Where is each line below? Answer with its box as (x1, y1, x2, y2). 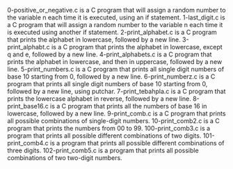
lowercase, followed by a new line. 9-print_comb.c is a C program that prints (7, 109, 226, 118)
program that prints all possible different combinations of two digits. (7, 131, 202, 140)
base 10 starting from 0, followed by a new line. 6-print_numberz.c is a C (7, 72, 216, 81)
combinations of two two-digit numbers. (7, 154, 123, 162)
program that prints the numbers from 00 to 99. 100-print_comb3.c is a (7, 124, 211, 132)
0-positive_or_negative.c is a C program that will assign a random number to (7, 6, 226, 14)
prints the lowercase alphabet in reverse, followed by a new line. (7, 95, 191, 103)
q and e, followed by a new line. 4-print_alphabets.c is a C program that (7, 50, 212, 58)
